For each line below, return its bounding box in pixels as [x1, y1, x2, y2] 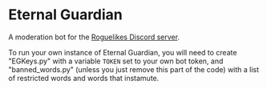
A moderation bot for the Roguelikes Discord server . [8, 32, 180, 42]
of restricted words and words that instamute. [8, 73, 160, 83]
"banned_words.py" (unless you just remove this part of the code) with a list [8, 64, 259, 74]
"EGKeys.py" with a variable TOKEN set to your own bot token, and [8, 56, 224, 66]
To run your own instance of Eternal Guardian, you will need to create [8, 47, 237, 57]
